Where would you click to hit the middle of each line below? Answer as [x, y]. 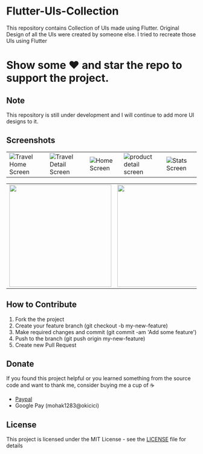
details [14, 446]
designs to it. [22, 121]
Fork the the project [40, 319]
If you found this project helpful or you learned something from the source [99, 378]
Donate [20, 364]
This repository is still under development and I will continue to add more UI [100, 115]
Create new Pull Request [46, 345]
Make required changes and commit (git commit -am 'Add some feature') [106, 332]
